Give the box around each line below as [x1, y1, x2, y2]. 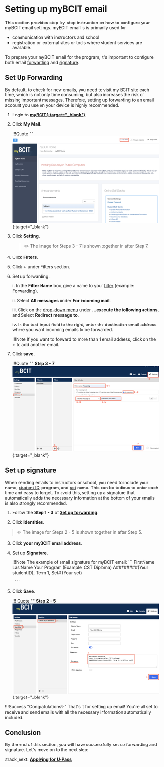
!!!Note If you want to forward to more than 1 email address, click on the [12, 336, 156, 342]
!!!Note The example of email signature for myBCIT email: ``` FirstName [12, 559, 155, 565]
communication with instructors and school [12, 34, 99, 40]
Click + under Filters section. [12, 263, 71, 270]
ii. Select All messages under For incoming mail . [12, 297, 111, 303]
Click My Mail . [12, 121, 41, 127]
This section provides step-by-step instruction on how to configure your [5, 20, 150, 25]
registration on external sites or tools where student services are [12, 39, 143, 45]
